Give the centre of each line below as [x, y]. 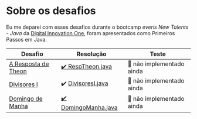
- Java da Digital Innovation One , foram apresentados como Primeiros [91, 33]
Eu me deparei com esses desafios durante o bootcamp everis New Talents [97, 27]
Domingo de [26, 99]
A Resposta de [29, 64]
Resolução [91, 54]
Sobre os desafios [51, 11]
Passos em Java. [27, 39]
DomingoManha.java [89, 107]
